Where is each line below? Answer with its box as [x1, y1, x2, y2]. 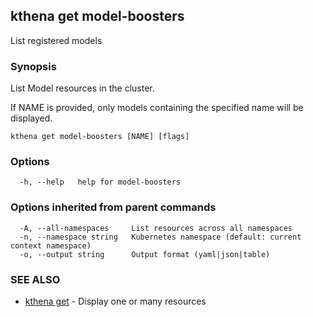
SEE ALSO [10, 272, 61, 286]
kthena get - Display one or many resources [24, 295, 207, 307]
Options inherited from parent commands [10, 200, 217, 214]
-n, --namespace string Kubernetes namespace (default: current [19, 232, 302, 242]
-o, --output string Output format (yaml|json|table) [19, 249, 271, 259]
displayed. [10, 112, 53, 124]
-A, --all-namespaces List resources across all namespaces [19, 223, 293, 233]
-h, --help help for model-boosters [19, 177, 182, 188]
